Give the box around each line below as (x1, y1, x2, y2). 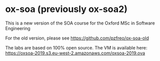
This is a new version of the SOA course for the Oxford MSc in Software (5, 20, 155, 26)
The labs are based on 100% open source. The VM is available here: (5, 44, 148, 50)
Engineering (5, 25, 30, 31)
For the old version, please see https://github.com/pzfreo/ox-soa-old (5, 35, 149, 41)
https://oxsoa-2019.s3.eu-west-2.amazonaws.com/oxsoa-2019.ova (5, 50, 145, 56)
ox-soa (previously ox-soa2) (5, 3, 128, 15)
